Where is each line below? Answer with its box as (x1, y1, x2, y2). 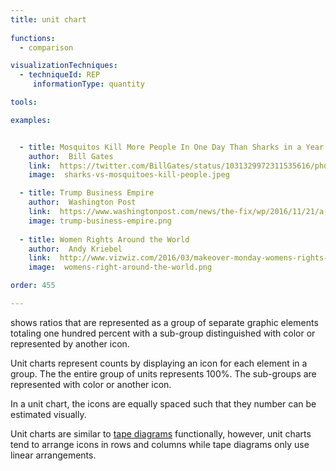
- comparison (19, 42, 74, 53)
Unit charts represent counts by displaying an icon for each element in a (10, 357, 308, 369)
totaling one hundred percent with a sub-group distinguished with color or (10, 327, 316, 339)
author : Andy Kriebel (28, 244, 123, 254)
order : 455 (10, 281, 56, 291)
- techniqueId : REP (19, 70, 101, 80)
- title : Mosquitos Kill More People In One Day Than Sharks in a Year (19, 142, 325, 152)
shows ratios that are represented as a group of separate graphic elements (10, 316, 319, 328)
